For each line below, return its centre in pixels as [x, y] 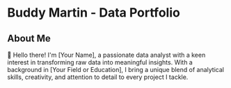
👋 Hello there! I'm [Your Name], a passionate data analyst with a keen [106, 55]
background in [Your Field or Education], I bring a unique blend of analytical [116, 70]
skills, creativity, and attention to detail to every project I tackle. [98, 77]
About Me [29, 38]
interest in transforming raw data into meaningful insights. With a [100, 62]
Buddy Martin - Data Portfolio [94, 13]
